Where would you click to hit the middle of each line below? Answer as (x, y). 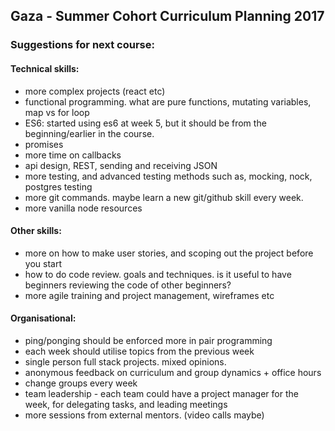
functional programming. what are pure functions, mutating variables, (168, 101)
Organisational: (43, 318)
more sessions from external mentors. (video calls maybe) (144, 415)
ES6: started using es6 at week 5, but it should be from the (145, 123)
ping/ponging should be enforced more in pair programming (148, 340)
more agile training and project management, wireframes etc (149, 295)
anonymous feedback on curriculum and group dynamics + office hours (173, 372)
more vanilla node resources (83, 208)
